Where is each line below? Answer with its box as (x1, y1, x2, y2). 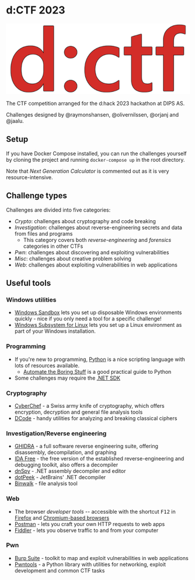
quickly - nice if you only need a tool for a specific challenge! (14, 315, 162, 322)
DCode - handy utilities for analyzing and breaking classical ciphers (14, 414, 177, 422)
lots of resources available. (14, 361, 80, 369)
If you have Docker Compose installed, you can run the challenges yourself (6, 150, 187, 157)
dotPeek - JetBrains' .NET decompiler (14, 474, 106, 481)
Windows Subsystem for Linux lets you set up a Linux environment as (14, 322, 182, 329)
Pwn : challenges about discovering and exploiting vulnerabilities (14, 248, 169, 255)
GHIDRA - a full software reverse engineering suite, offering (14, 443, 159, 450)
